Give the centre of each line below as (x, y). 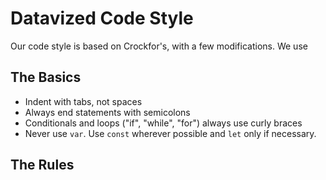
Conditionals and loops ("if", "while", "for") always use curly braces (163, 123)
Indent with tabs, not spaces (83, 101)
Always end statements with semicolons (107, 112)
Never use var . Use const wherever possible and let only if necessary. (170, 133)
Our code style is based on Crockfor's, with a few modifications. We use (159, 46)
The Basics (46, 77)
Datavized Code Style (102, 18)
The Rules (42, 165)
